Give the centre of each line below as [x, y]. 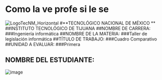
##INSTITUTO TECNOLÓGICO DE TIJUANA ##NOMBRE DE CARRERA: [78, 28]
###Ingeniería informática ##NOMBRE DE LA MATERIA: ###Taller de [76, 33]
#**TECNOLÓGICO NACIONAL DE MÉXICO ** [107, 23]
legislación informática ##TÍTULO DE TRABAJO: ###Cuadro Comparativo [81, 39]
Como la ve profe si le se [57, 9]
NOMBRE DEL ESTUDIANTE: [50, 60]
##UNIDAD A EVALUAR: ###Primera [43, 44]
